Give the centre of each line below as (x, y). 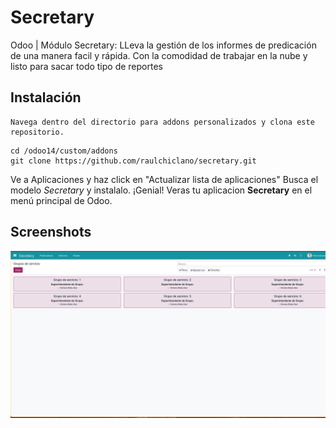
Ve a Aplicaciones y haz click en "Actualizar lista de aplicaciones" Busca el (164, 179)
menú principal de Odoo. (61, 200)
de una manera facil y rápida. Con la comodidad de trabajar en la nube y (159, 55)
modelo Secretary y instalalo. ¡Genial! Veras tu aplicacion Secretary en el (161, 190)
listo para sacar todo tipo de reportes (86, 66)
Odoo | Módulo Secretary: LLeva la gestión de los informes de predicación (163, 45)
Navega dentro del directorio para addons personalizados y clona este (162, 122)
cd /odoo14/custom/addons (64, 151)
